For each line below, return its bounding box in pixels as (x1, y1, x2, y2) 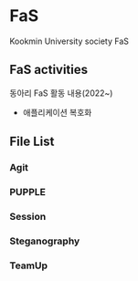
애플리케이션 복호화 (22, 107, 92, 118)
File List (9, 134, 55, 150)
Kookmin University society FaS (9, 36, 130, 47)
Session (9, 210, 47, 223)
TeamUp (9, 259, 48, 272)
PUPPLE (9, 185, 46, 198)
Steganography (9, 234, 80, 247)
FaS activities (9, 62, 89, 78)
